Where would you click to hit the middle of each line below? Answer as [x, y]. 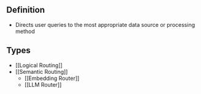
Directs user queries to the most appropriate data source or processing [105, 24]
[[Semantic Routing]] [41, 71]
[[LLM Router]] [43, 84]
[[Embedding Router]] [52, 78]
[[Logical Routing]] [39, 65]
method [25, 31]
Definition [25, 10]
